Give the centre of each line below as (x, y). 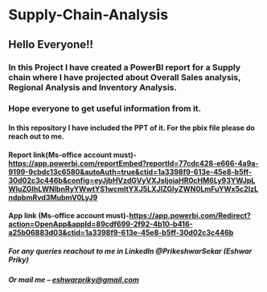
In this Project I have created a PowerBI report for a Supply (125, 67)
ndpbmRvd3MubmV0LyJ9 (53, 197)
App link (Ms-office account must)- (69, 216)
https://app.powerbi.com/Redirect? (190, 216)
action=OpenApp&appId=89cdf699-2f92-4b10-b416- (101, 224)
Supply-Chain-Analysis (88, 15)
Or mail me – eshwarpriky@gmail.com (74, 280)
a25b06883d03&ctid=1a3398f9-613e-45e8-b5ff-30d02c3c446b (121, 233)
